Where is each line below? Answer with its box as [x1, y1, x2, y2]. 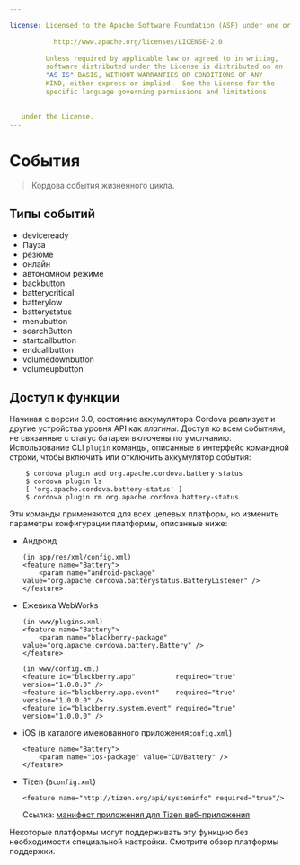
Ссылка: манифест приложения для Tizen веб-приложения [22, 809, 250, 820]
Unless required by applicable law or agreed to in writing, [45, 54, 279, 63]
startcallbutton [22, 335, 76, 346]
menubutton [22, 316, 68, 327]
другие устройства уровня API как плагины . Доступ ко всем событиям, [9, 423, 286, 434]
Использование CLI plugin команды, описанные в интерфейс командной [9, 442, 290, 454]
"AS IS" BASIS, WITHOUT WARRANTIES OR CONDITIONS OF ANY [45, 71, 263, 80]
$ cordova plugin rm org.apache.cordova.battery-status [25, 493, 240, 502]
